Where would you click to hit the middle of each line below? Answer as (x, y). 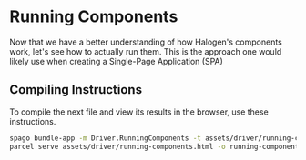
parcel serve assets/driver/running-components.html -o (117, 146)
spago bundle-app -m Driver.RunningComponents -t (106, 138)
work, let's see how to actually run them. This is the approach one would (146, 51)
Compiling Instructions (76, 90)
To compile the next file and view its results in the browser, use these (139, 112)
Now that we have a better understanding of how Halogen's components (146, 42)
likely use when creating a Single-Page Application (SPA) (116, 61)
